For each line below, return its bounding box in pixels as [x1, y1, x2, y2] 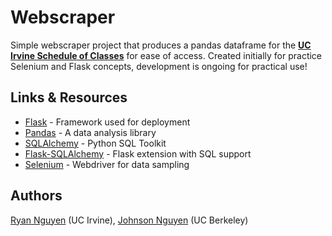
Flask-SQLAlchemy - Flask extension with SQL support [24, 147, 252, 160]
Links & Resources [10, 89, 128, 106]
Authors [10, 187, 63, 205]
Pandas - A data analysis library [24, 126, 157, 138]
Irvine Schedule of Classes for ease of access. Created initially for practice [10, 49, 323, 61]
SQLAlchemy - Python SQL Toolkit [24, 137, 167, 149]
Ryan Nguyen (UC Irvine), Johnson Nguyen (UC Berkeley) [10, 214, 249, 226]
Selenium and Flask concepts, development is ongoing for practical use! [10, 60, 308, 72]
